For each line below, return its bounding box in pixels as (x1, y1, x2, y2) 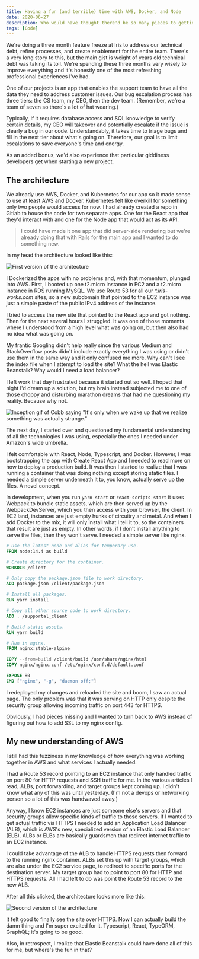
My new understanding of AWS (6, 737, 124, 747)
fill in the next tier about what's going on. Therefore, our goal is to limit (6, 134, 178, 141)
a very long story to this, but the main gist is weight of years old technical (6, 54, 185, 61)
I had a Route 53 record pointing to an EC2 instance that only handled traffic (6, 770, 192, 777)
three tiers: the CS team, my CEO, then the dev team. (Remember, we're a (6, 97, 185, 104)
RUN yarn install (6, 597, 49, 603)
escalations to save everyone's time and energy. (6, 140, 124, 147)
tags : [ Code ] (6, 25, 38, 31)
